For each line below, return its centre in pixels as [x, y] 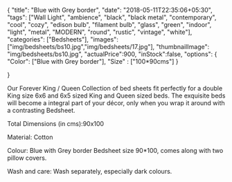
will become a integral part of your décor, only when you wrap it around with [116, 103]
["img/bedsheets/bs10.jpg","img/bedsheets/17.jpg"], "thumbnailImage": [108, 47]
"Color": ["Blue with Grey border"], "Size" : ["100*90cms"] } [93, 61]
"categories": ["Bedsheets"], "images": [63, 39]
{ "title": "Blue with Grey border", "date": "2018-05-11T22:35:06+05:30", [110, 10]
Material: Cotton [30, 137]
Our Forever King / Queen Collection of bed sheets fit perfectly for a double [115, 88]
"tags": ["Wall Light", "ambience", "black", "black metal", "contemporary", [112, 17]
